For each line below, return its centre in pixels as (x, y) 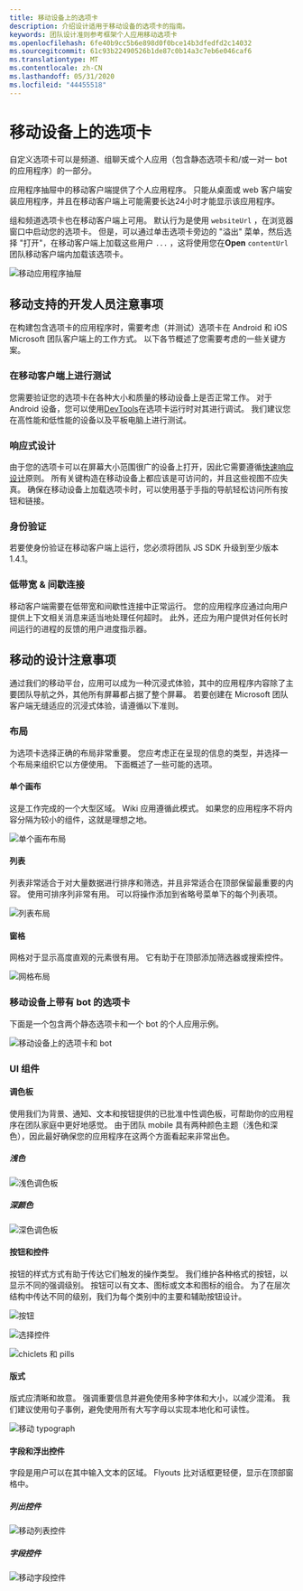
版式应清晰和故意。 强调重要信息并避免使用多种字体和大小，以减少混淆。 (145, 1398)
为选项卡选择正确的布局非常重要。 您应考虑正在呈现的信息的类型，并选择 (145, 753)
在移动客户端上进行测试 (60, 376)
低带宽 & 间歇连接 (47, 585)
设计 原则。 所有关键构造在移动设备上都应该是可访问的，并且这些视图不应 (145, 478)
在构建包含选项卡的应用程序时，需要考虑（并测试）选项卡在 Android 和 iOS (148, 328)
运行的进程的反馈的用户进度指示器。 (84, 628)
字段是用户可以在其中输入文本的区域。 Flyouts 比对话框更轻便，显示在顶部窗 (151, 1473)
